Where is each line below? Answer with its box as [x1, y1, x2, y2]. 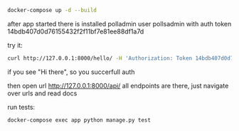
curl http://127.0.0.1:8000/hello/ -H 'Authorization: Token [7, 54, 193, 62]
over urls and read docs [7, 89, 78, 98]
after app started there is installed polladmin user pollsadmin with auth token [7, 19, 232, 28]
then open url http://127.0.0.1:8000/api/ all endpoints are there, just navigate [7, 81, 229, 90]
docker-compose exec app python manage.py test [7, 116, 152, 124]
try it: [7, 41, 23, 49]
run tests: [7, 103, 36, 111]
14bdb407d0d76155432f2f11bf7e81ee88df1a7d [7, 27, 144, 36]
